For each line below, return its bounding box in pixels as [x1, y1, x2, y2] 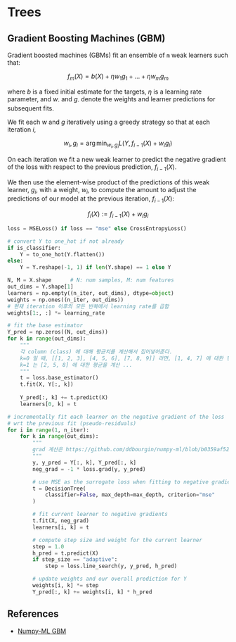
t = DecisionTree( [32, 485, 86, 492]
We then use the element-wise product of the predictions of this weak [7, 177, 210, 187]
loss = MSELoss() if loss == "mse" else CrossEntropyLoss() [7, 225, 188, 232]
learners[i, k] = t [32, 524, 90, 531]
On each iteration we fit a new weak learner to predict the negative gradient [7, 155, 226, 163]
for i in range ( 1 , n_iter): [7, 427, 90, 434]
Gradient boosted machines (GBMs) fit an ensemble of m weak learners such [7, 51, 228, 59]
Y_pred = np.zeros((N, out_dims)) [7, 329, 109, 336]
